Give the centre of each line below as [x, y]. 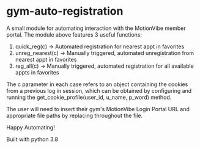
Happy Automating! [31, 127]
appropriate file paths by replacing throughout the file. [75, 115]
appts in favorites [37, 72]
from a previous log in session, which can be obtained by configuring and [99, 90]
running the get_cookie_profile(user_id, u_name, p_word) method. [89, 97]
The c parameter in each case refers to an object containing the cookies [97, 84]
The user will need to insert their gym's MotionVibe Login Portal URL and [98, 109]
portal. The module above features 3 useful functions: [74, 34]
